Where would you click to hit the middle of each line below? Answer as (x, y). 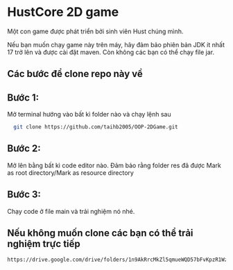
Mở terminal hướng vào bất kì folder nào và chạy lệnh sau (89, 115)
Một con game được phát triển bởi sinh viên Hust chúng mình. (95, 31)
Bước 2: (24, 149)
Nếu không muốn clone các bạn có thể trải (100, 233)
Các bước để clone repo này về (75, 74)
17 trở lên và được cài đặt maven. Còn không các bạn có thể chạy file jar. (111, 52)
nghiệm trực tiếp (44, 244)
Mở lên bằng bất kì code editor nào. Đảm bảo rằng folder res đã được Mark (114, 165)
